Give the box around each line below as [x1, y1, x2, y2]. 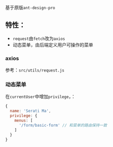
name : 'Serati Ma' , [10, 109, 51, 114]
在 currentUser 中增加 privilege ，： [5, 93, 76, 100]
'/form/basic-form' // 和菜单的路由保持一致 [18, 122, 107, 128]
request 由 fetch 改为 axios [12, 35, 65, 41]
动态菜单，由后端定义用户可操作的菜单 [12, 41, 93, 47]
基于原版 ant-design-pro [5, 5, 55, 10]
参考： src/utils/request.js [5, 67, 65, 73]
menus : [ [14, 118, 33, 124]
